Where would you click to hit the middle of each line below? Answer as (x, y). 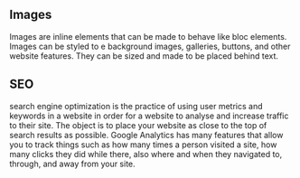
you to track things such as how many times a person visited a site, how (143, 145)
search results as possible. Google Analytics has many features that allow (146, 135)
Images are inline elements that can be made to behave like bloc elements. (148, 36)
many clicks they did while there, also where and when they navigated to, (146, 154)
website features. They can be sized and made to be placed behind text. (144, 56)
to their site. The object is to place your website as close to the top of (138, 125)
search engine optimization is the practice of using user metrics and (136, 106)
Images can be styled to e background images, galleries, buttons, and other (150, 46)
